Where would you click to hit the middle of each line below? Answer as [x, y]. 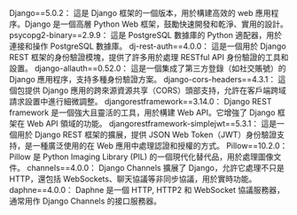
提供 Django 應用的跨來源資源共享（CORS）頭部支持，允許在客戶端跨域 [155, 90]
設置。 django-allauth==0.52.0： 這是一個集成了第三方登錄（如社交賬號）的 [148, 68]
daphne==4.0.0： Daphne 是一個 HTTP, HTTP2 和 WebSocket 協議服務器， [147, 190]
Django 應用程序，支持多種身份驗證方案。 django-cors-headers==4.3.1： [143, 79]
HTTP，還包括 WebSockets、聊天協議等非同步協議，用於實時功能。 [133, 179]
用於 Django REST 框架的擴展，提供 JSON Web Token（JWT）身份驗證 [147, 134]
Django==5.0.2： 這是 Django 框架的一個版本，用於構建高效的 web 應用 [141, 13]
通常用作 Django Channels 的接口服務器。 [86, 201]
